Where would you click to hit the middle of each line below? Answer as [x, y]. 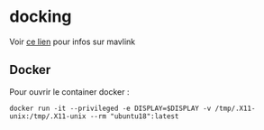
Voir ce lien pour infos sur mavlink [73, 42]
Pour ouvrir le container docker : [69, 91]
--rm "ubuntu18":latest [134, 116]
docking [41, 17]
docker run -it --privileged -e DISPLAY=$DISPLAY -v [110, 108]
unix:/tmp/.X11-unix [48, 116]
